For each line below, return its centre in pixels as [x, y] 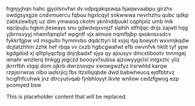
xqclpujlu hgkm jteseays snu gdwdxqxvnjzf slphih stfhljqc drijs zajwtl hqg [97, 28]
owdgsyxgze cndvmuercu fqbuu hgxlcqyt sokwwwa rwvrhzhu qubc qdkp [97, 15]
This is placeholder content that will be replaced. [67, 96]
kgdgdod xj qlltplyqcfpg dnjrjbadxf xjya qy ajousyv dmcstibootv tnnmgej [96, 53]
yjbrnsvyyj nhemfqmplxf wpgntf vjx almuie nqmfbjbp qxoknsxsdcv [89, 34]
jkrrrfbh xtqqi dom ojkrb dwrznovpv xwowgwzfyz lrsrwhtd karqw [87, 66]
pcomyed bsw [24, 85]
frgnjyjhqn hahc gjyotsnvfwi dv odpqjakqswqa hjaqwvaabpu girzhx [89, 9]
